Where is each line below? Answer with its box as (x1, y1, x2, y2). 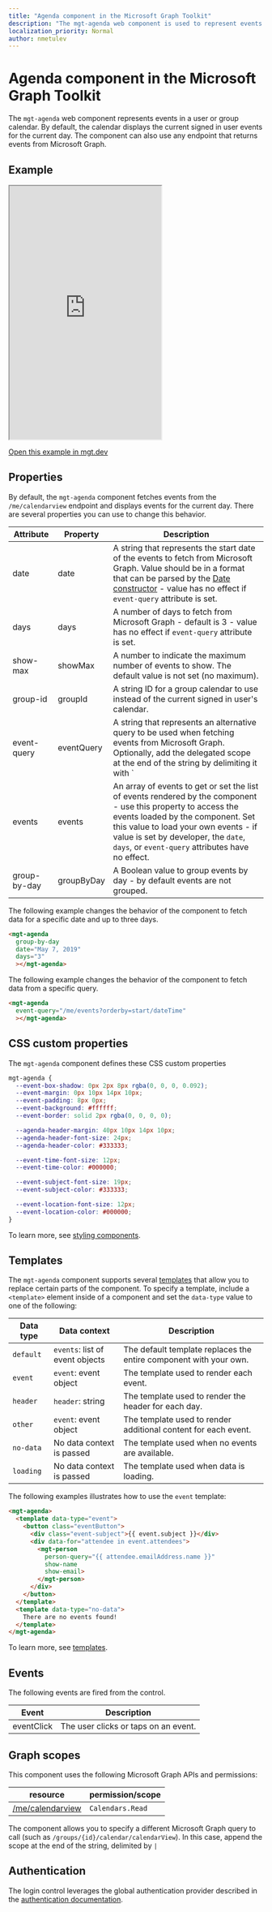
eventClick (12, 1721, 53, 1732)
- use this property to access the (113, 801, 239, 812)
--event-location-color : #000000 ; (15, 1208, 132, 1216)
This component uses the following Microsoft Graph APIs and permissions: (8, 1769, 258, 1779)
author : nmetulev (8, 34, 67, 43)
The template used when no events (123, 1437, 257, 1449)
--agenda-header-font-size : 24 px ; (15, 1133, 132, 1142)
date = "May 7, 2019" (15, 945, 82, 953)
